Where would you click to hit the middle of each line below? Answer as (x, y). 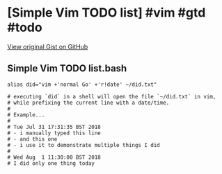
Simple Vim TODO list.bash (67, 68)
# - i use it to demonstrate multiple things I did (84, 145)
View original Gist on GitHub (48, 46)
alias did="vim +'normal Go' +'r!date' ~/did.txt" (82, 85)
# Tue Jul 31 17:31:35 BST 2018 (54, 127)
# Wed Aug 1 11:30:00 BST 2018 (54, 157)
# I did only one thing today (51, 163)
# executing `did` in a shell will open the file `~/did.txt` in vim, (112, 96)
